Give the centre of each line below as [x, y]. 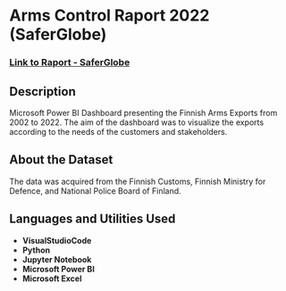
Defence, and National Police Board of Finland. [95, 191]
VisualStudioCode [57, 240]
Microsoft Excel [52, 279]
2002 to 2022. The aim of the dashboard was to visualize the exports [137, 122]
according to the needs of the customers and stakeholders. [118, 131]
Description [42, 91]
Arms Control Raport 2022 [109, 16]
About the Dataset [61, 160]
